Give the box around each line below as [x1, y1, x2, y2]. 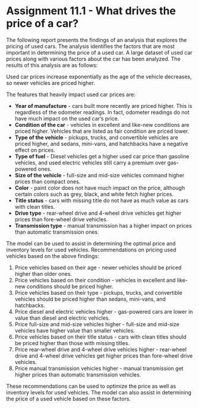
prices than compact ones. [14, 178, 81, 185]
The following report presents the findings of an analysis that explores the [6, 36, 187, 43]
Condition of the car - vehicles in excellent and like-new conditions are [14, 121, 189, 128]
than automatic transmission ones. [14, 228, 99, 235]
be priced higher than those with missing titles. [14, 339, 129, 346]
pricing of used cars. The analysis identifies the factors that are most [6, 43, 175, 50]
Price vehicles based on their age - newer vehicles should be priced [14, 264, 182, 271]
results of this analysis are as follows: [6, 61, 98, 69]
